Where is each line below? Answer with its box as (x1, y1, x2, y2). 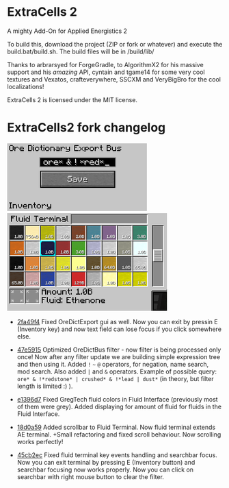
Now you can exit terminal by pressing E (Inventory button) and (16, 458, 196, 466)
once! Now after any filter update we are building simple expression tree (16, 352, 221, 361)
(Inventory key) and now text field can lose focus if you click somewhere (16, 325, 222, 333)
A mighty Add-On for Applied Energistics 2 (7, 27, 128, 35)
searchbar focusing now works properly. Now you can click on (16, 465, 193, 474)
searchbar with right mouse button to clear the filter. (16, 472, 164, 480)
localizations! (7, 82, 44, 90)
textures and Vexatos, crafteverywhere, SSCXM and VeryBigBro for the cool (7, 75, 221, 83)
